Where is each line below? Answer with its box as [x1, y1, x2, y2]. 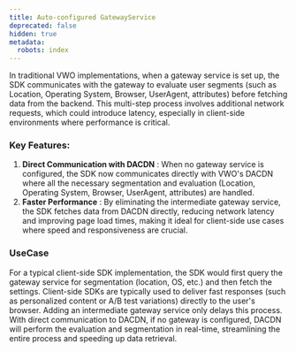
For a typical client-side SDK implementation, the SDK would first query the [9, 267, 283, 278]
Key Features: [9, 139, 71, 151]
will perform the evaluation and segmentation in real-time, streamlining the [9, 324, 281, 334]
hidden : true [9, 29, 57, 38]
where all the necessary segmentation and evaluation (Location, [21, 178, 256, 188]
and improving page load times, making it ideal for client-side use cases [21, 216, 285, 226]
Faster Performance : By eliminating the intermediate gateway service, [21, 196, 281, 208]
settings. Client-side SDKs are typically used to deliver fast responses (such [9, 286, 286, 296]
